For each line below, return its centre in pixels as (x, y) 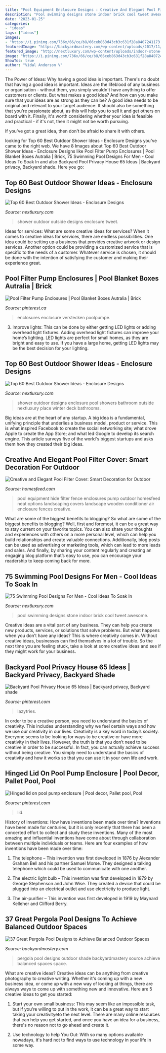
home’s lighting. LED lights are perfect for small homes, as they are (80, 338)
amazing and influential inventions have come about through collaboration (81, 838)
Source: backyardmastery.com (37, 948)
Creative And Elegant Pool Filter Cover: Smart (77, 459)
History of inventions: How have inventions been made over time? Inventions (83, 822)
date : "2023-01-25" (25, 19)
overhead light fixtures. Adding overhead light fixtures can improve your (86, 332)
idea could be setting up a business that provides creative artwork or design (83, 242)
